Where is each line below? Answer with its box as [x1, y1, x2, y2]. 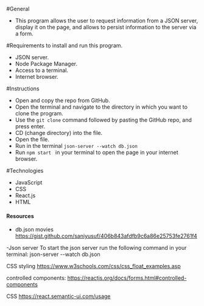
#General [6, 5, 30, 12]
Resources [6, 212, 35, 219]
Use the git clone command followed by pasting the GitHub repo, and [15, 116, 192, 123]
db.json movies [15, 226, 54, 233]
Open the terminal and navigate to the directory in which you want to [15, 103, 188, 111]
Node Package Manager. [15, 60, 78, 67]
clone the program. [15, 110, 63, 117]
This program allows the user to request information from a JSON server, [15, 17, 199, 24]
